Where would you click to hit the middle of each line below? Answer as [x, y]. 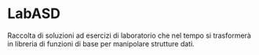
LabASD [34, 14]
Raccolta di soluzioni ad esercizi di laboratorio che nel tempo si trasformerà [129, 35]
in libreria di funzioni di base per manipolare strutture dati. [101, 43]
